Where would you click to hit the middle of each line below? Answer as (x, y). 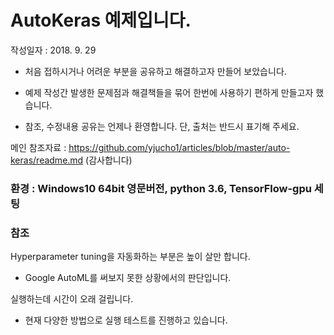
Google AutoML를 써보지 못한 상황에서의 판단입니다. (128, 278)
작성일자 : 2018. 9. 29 (53, 50)
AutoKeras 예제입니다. (101, 20)
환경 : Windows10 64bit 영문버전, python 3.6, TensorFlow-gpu (161, 188)
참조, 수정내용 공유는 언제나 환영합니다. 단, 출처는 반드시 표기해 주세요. (162, 126)
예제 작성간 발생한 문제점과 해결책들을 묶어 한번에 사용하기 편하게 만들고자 (169, 92)
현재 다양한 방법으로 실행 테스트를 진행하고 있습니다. (126, 320)
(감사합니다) (109, 160)
